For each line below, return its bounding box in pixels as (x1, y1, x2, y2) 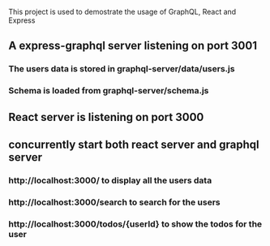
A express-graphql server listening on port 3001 (8, 39, 258, 53)
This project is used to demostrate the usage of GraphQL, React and (8, 7, 237, 16)
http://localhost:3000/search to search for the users (8, 196, 221, 208)
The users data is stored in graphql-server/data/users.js (8, 63, 235, 75)
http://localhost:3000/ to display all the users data (8, 175, 212, 186)
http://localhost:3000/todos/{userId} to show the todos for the (8, 218, 263, 230)
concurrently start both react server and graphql (8, 138, 259, 152)
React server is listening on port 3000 (8, 110, 204, 124)
